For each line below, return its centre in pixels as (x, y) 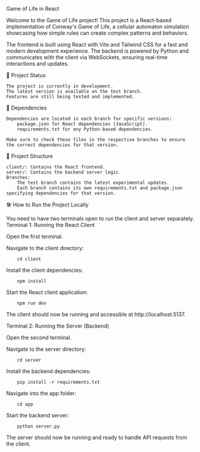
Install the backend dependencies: (49, 371)
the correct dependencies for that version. (62, 145)
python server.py (39, 426)
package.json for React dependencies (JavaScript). (82, 124)
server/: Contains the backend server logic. (64, 172)
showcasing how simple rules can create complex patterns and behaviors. (98, 33)
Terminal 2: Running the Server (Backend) (58, 326)
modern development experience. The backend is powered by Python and (98, 51)
